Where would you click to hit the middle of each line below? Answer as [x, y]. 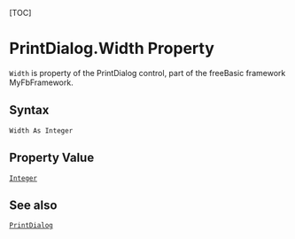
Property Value [52, 158]
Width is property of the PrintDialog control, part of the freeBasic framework [147, 73]
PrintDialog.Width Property [112, 49]
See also [33, 205]
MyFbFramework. [41, 82]
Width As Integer [41, 131]
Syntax [29, 110]
